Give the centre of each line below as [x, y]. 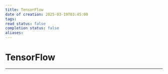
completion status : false [32, 28]
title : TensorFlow [24, 10]
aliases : [14, 33]
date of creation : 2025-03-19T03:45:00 [47, 14]
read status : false [25, 24]
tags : [11, 19]
